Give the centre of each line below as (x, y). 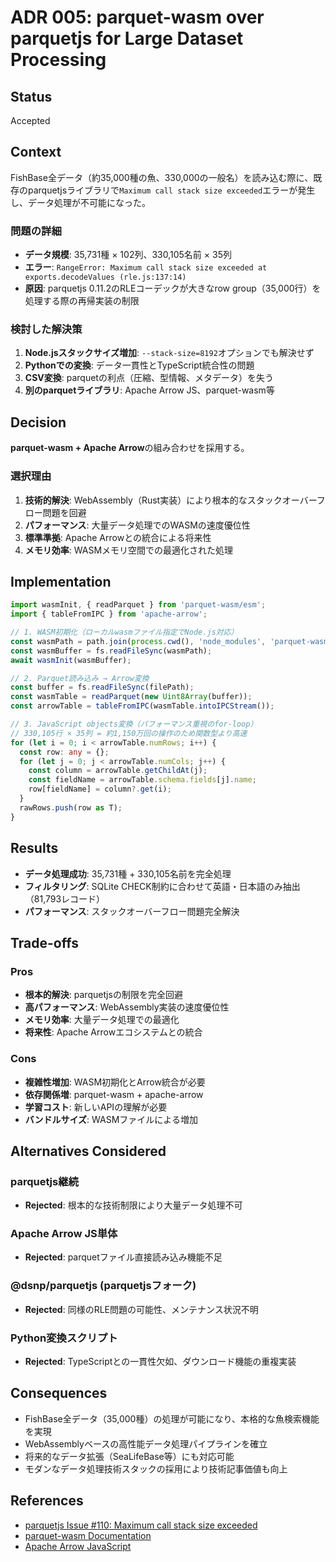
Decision (38, 422)
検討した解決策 (46, 329)
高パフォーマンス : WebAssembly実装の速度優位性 (127, 1007)
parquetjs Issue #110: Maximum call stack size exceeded (141, 1525)
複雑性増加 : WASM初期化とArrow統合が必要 (115, 1082)
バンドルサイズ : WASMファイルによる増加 (111, 1119)
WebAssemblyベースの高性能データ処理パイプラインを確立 (146, 1443)
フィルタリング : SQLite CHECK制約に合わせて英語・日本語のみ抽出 (162, 886)
